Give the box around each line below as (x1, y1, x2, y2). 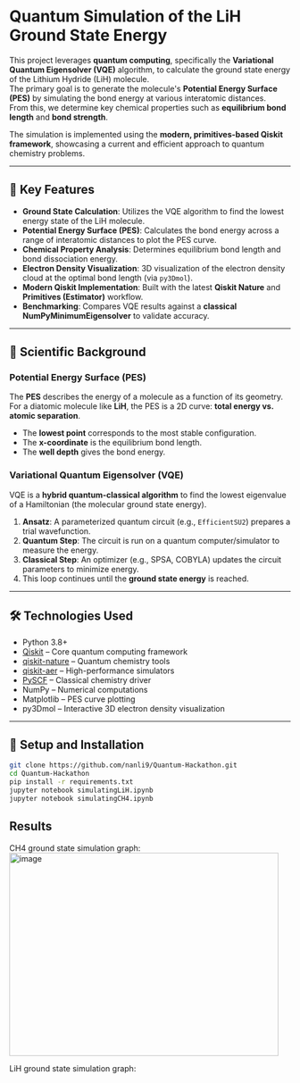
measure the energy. (21, 545, 99, 555)
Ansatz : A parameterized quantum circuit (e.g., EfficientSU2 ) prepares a (21, 516, 291, 527)
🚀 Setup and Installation (9, 737, 145, 752)
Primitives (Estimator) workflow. (21, 291, 144, 302)
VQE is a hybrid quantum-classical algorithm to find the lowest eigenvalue (9, 489, 287, 500)
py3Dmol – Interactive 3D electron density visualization (21, 703, 225, 713)
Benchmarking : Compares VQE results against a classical (21, 301, 237, 312)
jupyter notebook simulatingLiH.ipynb (9, 786, 154, 795)
